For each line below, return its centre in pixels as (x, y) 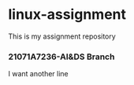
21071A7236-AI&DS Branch (61, 57)
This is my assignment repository (62, 36)
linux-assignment (67, 15)
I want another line (38, 74)
